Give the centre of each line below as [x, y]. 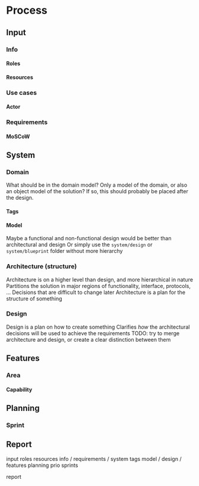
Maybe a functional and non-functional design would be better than [89, 239]
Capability [19, 389]
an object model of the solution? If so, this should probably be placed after [97, 191]
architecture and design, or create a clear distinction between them [89, 339]
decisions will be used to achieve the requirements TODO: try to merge [93, 333]
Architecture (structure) [42, 267]
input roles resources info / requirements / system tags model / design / [94, 459]
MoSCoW [18, 136]
